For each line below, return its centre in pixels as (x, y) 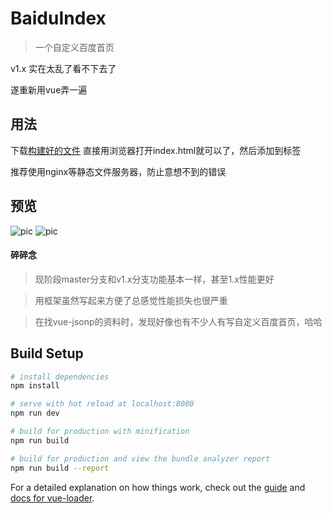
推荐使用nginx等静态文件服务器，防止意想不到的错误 (118, 171)
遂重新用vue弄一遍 (49, 89)
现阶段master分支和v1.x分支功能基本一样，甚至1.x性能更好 (154, 279)
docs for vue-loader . (52, 498)
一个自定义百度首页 (74, 47)
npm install (35, 386)
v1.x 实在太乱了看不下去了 (63, 68)
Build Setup (47, 353)
